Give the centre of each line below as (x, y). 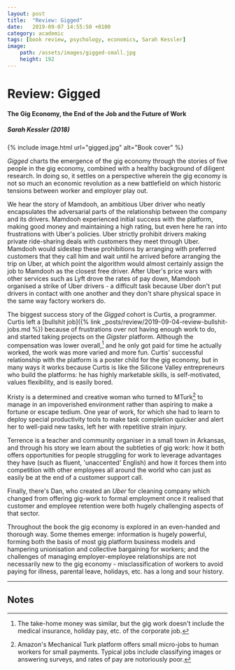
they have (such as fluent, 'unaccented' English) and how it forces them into (117, 462)
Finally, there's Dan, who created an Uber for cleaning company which (109, 491)
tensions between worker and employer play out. (78, 190)
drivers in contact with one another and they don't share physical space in (114, 293)
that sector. (24, 513)
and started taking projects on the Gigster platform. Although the (100, 336)
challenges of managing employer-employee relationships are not (102, 556)
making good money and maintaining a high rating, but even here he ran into (117, 226)
